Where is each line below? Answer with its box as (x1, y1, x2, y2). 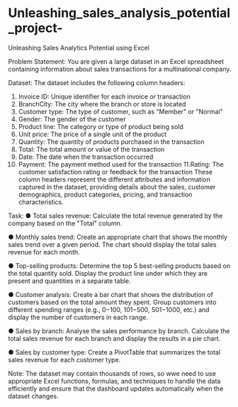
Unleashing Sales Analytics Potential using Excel (8, 43, 149, 52)
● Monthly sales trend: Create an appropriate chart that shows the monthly (8, 233, 228, 241)
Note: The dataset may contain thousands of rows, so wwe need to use (8, 369, 217, 377)
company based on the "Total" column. (8, 218, 123, 228)
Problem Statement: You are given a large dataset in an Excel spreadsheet (8, 57, 225, 65)
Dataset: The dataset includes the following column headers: (8, 78, 186, 87)
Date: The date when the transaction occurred (18, 152, 154, 161)
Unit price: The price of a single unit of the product (18, 130, 167, 138)
